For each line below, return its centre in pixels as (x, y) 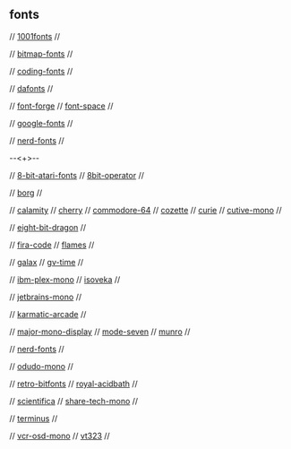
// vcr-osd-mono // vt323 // (60, 436)
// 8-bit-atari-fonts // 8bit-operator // (77, 175)
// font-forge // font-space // (61, 106)
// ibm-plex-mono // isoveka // (65, 279)
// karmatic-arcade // (48, 314)
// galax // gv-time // (47, 262)
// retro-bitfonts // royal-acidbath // (74, 384)
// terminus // (34, 418)
